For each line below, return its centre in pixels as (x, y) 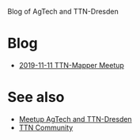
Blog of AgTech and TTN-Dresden (63, 11)
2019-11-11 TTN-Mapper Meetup (71, 65)
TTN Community (46, 127)
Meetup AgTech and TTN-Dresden (75, 119)
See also (36, 97)
